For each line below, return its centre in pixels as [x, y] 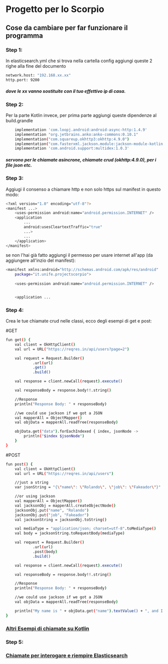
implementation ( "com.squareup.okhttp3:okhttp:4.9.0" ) [72, 139]
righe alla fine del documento [36, 66]
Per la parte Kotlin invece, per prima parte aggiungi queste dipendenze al [81, 115]
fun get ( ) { [18, 340]
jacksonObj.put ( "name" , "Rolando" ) [52, 510]
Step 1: [14, 50]
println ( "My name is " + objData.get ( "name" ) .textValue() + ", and [87, 611]
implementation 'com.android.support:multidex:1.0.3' [72, 148]
